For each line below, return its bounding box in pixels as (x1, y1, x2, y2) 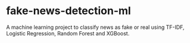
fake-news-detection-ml (6, 4, 131, 18)
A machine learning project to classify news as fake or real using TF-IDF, (6, 24, 185, 31)
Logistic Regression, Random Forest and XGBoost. (6, 29, 130, 37)
